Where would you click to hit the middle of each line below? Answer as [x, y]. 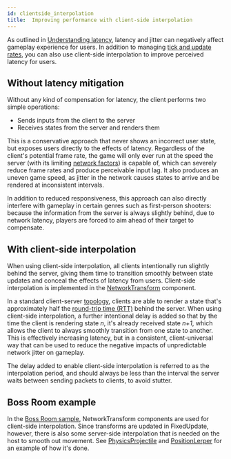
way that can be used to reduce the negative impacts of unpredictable [107, 345]
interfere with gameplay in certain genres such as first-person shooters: [109, 206]
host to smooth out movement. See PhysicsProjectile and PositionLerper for [115, 440]
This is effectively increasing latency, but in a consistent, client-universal [110, 338]
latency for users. [32, 61]
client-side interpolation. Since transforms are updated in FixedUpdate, [108, 426]
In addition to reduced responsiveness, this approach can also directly [107, 198]
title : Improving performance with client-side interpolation [100, 20]
